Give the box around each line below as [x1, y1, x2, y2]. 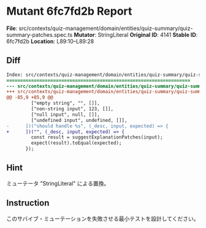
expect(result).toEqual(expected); [31, 140, 122, 146]
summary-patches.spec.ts [6, 31, 73, 38]
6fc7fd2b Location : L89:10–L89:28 [6, 37, 94, 45]
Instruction [6, 198, 50, 208]
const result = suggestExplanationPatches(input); [31, 134, 164, 140]
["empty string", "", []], [31, 100, 100, 107]
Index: [6, 72, 23, 78]
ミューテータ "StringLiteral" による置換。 [6, 180, 110, 187]
